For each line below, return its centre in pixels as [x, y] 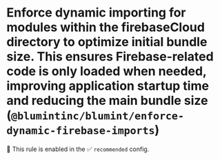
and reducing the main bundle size [107, 101]
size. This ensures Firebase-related [110, 57]
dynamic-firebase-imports [81, 131]
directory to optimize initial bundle [107, 42]
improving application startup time [108, 86]
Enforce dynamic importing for [97, 13]
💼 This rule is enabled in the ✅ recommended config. [78, 149]
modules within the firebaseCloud [106, 27]
